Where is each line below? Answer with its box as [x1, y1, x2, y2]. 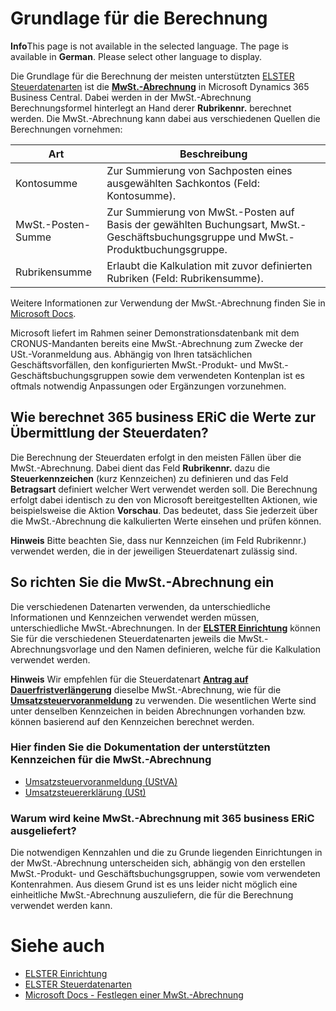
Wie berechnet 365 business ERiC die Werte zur [10, 409, 317, 426]
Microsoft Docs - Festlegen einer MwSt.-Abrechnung [24, 989, 244, 1001]
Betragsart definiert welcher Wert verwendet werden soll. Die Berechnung [10, 483, 318, 495]
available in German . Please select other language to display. [10, 50, 263, 62]
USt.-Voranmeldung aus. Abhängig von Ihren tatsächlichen [10, 348, 253, 360]
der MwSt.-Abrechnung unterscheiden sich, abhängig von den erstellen [10, 857, 306, 869]
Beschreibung [179, 147, 248, 161]
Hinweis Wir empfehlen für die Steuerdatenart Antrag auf [10, 673, 249, 685]
